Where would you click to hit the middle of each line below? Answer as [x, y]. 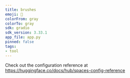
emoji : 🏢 [14, 14]
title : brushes [21, 10]
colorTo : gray [20, 23]
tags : [11, 46]
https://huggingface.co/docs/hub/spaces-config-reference [65, 70]
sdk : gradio [17, 28]
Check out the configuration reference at [47, 65]
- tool [12, 51]
